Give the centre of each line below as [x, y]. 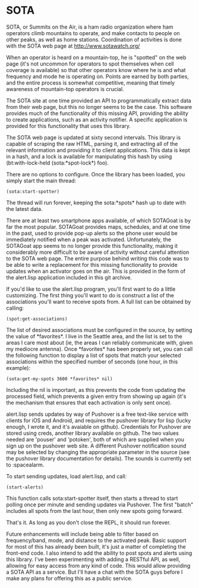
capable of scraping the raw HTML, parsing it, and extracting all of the [92, 144]
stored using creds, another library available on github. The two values [93, 433]
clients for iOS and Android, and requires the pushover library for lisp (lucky [99, 420]
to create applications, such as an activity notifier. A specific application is [97, 119]
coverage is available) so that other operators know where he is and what [96, 70]
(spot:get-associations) [37, 319]
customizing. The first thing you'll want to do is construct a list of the [90, 295]
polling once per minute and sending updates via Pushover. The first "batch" [100, 505]
